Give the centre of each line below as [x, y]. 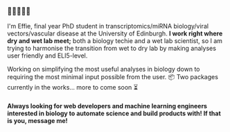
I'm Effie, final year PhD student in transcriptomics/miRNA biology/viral [108, 26]
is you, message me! [37, 120]
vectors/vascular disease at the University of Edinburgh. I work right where [115, 33]
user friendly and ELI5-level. [47, 56]
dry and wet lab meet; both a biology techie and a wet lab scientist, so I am [115, 41]
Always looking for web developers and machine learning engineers [107, 106]
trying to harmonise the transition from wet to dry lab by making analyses [112, 49]
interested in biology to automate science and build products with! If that [114, 113]
